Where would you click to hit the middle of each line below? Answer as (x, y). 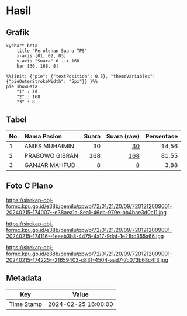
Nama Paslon (43, 136)
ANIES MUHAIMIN (49, 146)
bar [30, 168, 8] (38, 66)
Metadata (24, 278)
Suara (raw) (123, 136)
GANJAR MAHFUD (50, 165)
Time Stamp (26, 304)
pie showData (22, 86)
